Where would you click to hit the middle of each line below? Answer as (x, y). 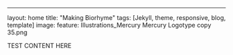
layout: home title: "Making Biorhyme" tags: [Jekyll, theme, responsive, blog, (116, 18)
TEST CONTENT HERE (40, 46)
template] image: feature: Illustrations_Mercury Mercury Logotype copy (109, 25)
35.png (17, 32)
